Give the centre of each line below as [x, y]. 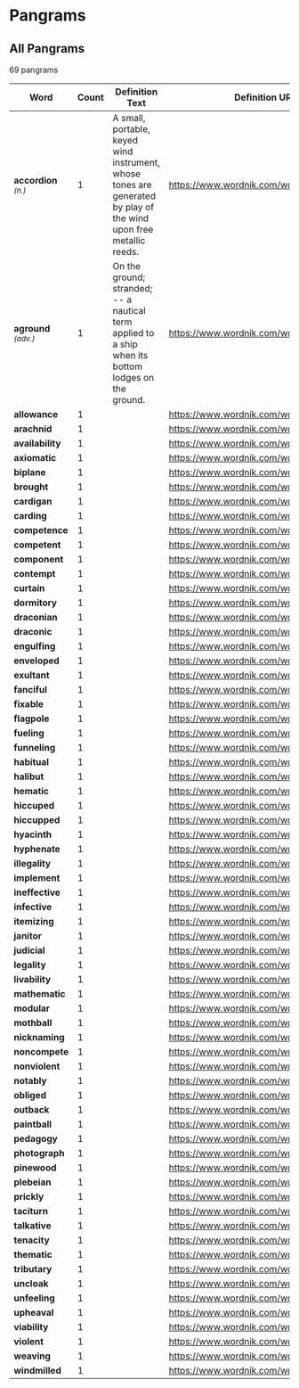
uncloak [31, 1283]
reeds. [126, 252]
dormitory [36, 603]
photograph [39, 1153]
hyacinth [33, 834]
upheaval [34, 1313]
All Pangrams [47, 49]
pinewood [35, 1167]
